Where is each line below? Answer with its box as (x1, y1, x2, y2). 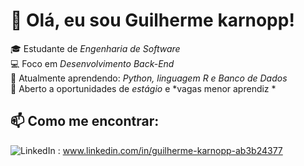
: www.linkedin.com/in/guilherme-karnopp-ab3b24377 (57, 144, 283, 156)
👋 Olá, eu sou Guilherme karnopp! (10, 9, 295, 32)
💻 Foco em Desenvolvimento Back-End (10, 57, 175, 69)
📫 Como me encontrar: (10, 113, 160, 130)
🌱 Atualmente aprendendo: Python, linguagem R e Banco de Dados (10, 72, 288, 84)
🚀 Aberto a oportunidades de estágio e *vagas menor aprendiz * (10, 82, 277, 94)
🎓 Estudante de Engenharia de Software (10, 42, 181, 54)
